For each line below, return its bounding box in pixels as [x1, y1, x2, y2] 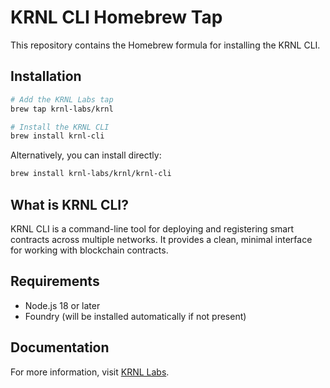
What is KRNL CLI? [10, 196, 129, 213]
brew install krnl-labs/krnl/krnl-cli [10, 169, 172, 179]
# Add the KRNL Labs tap [10, 94, 114, 105]
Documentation [10, 339, 110, 356]
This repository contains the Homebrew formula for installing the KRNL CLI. [10, 39, 321, 51]
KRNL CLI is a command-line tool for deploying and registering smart [10, 222, 295, 235]
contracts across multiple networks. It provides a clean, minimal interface [10, 233, 313, 245]
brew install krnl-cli [10, 131, 105, 141]
